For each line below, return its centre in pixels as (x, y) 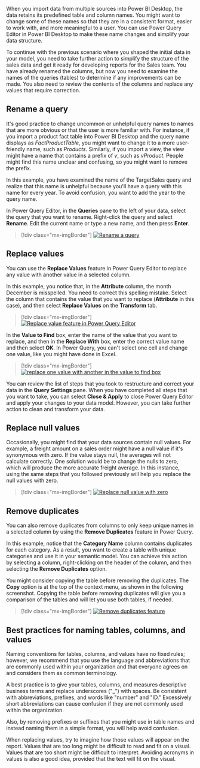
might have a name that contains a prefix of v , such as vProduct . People (95, 155)
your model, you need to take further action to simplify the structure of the (98, 58)
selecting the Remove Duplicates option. (57, 569)
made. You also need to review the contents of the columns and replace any (100, 84)
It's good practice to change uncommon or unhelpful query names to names (100, 124)
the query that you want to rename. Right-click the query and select (90, 217)
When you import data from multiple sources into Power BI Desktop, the (95, 9)
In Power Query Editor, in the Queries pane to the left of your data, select (96, 210)
